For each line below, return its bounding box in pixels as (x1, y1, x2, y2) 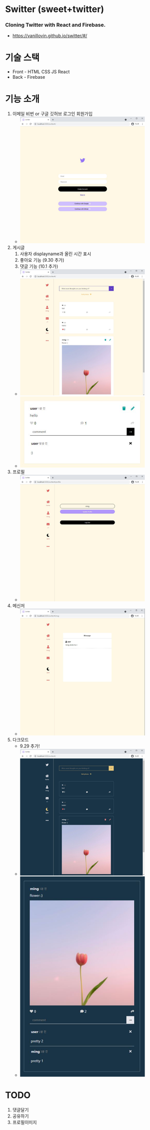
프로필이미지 (12, 1119, 37, 1125)
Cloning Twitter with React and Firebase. (5, 22, 106, 29)
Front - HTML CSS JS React (12, 69, 70, 75)
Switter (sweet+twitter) (5, 4, 104, 15)
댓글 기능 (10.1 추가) (19, 263, 58, 269)
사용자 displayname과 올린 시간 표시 (19, 251, 91, 257)
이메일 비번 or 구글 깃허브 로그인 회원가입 (12, 111, 93, 117)
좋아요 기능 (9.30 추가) (19, 257, 65, 263)
